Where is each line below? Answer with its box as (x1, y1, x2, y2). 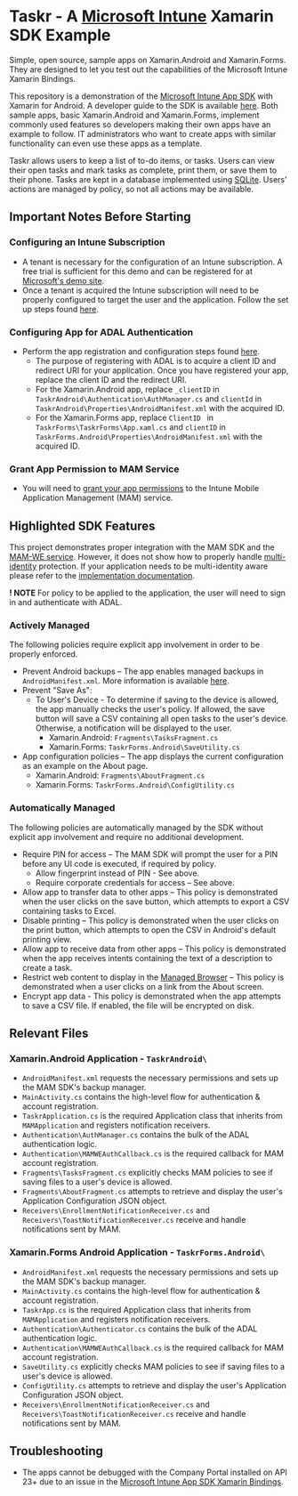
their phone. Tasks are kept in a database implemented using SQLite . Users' (9, 174, 287, 184)
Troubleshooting (9, 1443, 104, 1459)
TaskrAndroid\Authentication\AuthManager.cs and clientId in (35, 393, 262, 404)
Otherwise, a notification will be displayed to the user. (35, 723, 233, 733)
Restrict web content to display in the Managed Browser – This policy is (21, 972, 285, 983)
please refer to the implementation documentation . (9, 570, 196, 581)
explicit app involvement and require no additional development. (9, 831, 245, 842)
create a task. (21, 962, 73, 973)
